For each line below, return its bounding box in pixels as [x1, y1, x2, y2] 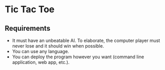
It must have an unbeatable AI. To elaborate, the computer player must [12, 37, 160, 43]
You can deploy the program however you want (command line [12, 54, 145, 60]
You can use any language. [12, 49, 69, 54]
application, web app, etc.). [12, 59, 70, 65]
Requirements [5, 24, 50, 33]
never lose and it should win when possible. [12, 43, 104, 49]
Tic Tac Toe [5, 4, 54, 15]
